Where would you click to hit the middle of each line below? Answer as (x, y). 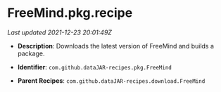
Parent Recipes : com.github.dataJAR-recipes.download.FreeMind (111, 80)
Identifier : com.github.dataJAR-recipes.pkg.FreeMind (95, 67)
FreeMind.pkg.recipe (70, 13)
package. (31, 53)
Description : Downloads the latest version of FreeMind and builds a (116, 46)
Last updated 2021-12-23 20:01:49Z (60, 32)
